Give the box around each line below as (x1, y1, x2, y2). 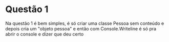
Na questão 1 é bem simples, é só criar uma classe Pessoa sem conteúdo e (5, 20, 164, 26)
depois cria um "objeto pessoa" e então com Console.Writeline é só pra (5, 25, 157, 31)
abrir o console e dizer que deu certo (5, 31, 84, 37)
